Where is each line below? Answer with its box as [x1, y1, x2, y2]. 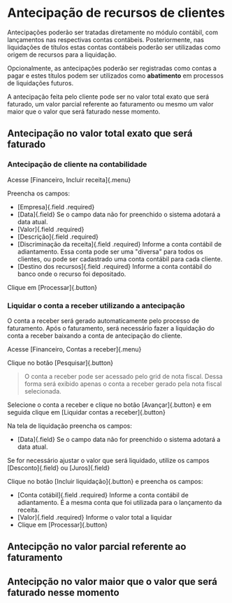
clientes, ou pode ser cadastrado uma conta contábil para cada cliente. [17, 254, 223, 263]
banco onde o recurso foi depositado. [17, 270, 126, 278]
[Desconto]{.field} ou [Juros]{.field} [7, 464, 110, 472]
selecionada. [24, 387, 61, 395]
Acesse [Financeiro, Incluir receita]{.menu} [7, 175, 131, 183]
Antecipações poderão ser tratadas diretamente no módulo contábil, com [7, 28, 219, 36]
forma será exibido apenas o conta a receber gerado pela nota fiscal [24, 380, 222, 388]
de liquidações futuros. [7, 78, 74, 87]
